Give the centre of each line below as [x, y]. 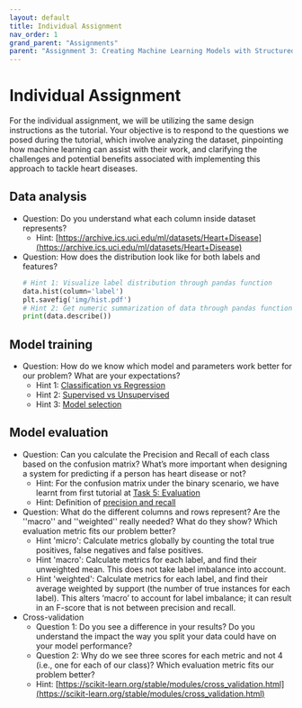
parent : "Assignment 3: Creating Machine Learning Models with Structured [152, 51]
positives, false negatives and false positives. [120, 549]
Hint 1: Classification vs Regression [101, 386]
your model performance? [84, 646]
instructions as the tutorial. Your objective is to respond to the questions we [149, 131]
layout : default [40, 18]
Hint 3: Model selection [79, 404]
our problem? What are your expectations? [102, 376]
